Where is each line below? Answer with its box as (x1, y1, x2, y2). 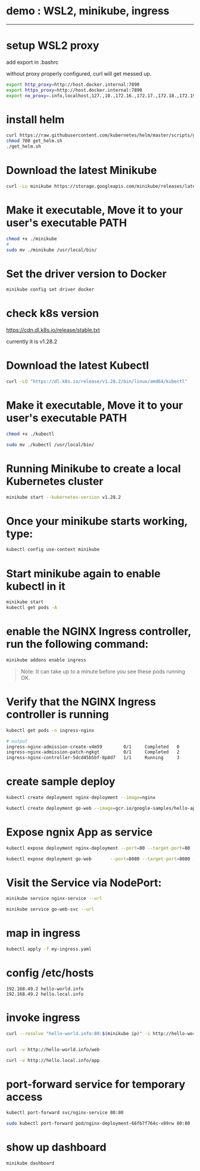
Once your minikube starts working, (6, 514, 188, 528)
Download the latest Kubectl (6, 359, 149, 372)
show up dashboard (6, 1141, 107, 1154)
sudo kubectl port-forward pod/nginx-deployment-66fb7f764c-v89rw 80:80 (6, 1120, 190, 1127)
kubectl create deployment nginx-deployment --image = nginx (6, 794, 156, 801)
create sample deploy (6, 775, 115, 788)
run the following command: (6, 638, 149, 651)
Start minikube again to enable (6, 567, 161, 580)
